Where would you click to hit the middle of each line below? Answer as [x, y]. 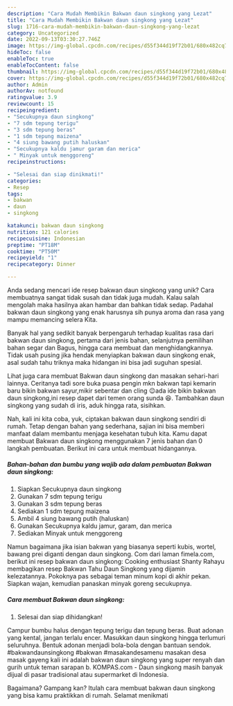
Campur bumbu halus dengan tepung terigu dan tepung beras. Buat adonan [115, 630]
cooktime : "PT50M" [34, 251]
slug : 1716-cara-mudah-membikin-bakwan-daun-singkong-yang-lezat [103, 26]
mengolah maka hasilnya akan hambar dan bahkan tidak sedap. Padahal [110, 305]
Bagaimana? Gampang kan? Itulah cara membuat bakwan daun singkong [111, 688]
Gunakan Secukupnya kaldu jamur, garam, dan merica [94, 526]
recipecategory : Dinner [42, 264]
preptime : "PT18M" [34, 245]
